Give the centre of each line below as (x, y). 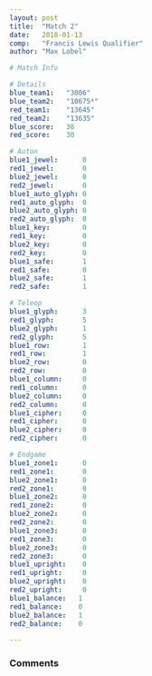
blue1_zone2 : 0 (48, 497)
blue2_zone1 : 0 (48, 480)
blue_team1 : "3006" (50, 93)
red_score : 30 (42, 135)
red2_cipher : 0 (48, 438)
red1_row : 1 (48, 354)
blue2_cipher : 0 (48, 430)
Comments (34, 663)
